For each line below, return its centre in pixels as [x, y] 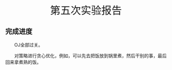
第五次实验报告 [86, 10]
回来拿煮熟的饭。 [23, 62]
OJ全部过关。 [29, 44]
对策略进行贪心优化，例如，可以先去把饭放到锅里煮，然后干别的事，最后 [91, 56]
